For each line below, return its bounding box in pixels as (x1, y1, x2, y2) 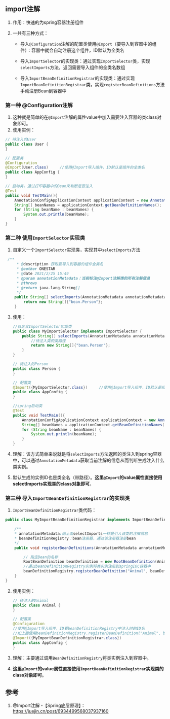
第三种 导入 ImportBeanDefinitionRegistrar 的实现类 (5, 494, 130, 501)
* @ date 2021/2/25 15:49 (16, 271, 69, 276)
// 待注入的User (5, 137, 36, 142)
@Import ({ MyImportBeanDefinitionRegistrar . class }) (12, 635, 122, 640)
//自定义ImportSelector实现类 (12, 324, 72, 329)
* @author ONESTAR (16, 266, 56, 271)
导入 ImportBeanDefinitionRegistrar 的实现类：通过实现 (20, 75, 135, 81)
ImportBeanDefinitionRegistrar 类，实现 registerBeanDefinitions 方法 (20, 81, 165, 87)
